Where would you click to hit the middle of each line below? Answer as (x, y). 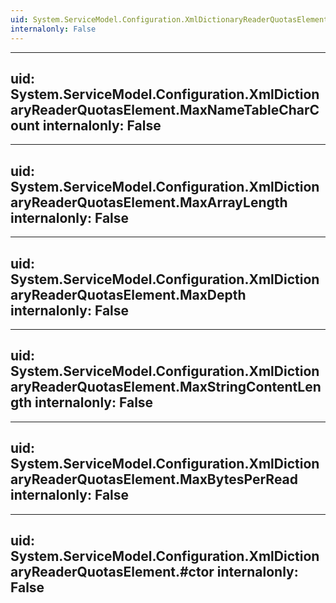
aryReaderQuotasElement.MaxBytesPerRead (154, 479)
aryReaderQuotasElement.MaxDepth (128, 294)
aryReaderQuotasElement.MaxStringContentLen (166, 387)
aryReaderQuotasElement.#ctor (112, 571)
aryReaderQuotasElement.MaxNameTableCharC (165, 109)
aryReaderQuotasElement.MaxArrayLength (149, 202)
